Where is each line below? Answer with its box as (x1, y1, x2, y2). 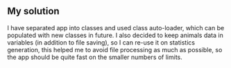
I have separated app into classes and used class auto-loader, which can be (7, 23, 225, 32)
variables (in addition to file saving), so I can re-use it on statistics (7, 38, 196, 47)
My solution (7, 5, 60, 17)
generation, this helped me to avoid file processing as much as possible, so (7, 45, 223, 54)
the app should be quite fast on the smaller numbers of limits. (7, 53, 182, 61)
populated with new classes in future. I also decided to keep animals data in (7, 31, 223, 39)
